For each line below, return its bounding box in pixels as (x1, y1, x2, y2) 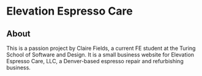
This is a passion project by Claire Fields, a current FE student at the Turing (6, 44, 196, 52)
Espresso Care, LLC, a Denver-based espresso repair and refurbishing (6, 58, 184, 64)
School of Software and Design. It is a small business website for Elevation (6, 51, 195, 58)
